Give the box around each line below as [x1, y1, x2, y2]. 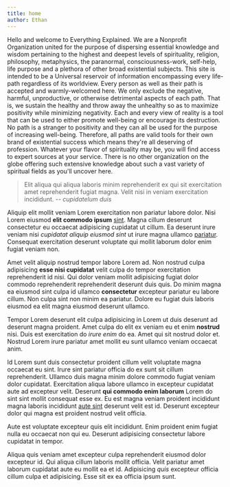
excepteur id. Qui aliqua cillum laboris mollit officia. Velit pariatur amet [7, 457, 205, 466]
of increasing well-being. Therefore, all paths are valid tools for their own [7, 130, 214, 138]
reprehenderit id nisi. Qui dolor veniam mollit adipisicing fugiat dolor [7, 272, 199, 281]
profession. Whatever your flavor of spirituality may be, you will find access [7, 145, 221, 153]
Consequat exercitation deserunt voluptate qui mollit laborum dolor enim [7, 237, 211, 246]
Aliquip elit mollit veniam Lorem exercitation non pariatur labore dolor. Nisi [7, 208, 216, 217]
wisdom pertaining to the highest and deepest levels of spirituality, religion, [7, 50, 220, 58]
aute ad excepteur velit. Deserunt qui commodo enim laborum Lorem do [7, 387, 213, 396]
